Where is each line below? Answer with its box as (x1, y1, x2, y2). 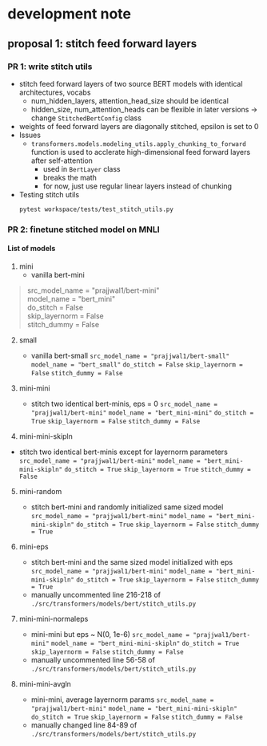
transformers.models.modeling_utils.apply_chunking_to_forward (30, 140, 247, 148)
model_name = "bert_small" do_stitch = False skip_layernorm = (30, 361, 243, 369)
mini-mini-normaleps (18, 614, 89, 623)
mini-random (18, 487, 62, 496)
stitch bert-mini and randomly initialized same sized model (30, 502, 224, 512)
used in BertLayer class (42, 164, 121, 173)
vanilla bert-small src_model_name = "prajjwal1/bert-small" (30, 351, 229, 360)
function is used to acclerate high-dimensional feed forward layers (30, 147, 251, 156)
